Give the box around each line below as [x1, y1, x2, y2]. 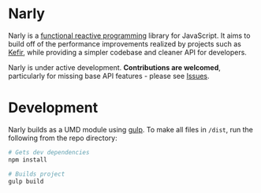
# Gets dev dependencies [8, 148, 90, 156]
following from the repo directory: [8, 133, 117, 143]
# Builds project [8, 170, 65, 178]
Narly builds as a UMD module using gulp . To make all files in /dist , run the [8, 124, 254, 134]
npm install [8, 155, 47, 164]
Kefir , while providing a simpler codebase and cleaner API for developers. [8, 47, 247, 57]
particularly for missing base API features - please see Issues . [8, 71, 211, 80]
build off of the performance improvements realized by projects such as [8, 39, 242, 48]
